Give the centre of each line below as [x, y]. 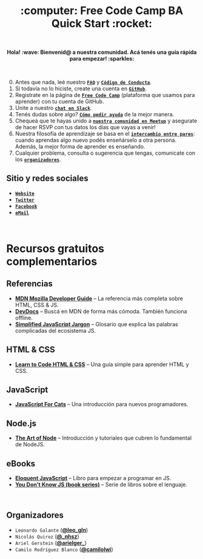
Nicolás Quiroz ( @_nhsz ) [47, 536]
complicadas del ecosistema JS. [55, 330]
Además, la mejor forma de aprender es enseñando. [80, 146]
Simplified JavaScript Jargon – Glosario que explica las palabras [97, 324]
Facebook [26, 206]
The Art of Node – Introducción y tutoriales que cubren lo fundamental [103, 438]
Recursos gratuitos [55, 248]
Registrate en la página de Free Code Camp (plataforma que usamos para [105, 95]
